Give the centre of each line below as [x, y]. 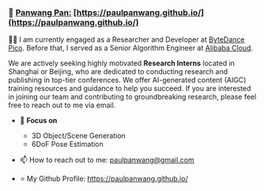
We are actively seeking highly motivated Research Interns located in [122, 63]
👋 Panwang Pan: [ [43, 13]
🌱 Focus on [38, 121]
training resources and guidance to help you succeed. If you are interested [130, 88]
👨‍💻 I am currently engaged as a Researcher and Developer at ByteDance [126, 39]
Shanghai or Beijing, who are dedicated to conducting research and [118, 72]
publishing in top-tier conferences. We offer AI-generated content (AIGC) [127, 80]
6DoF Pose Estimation [68, 144]
